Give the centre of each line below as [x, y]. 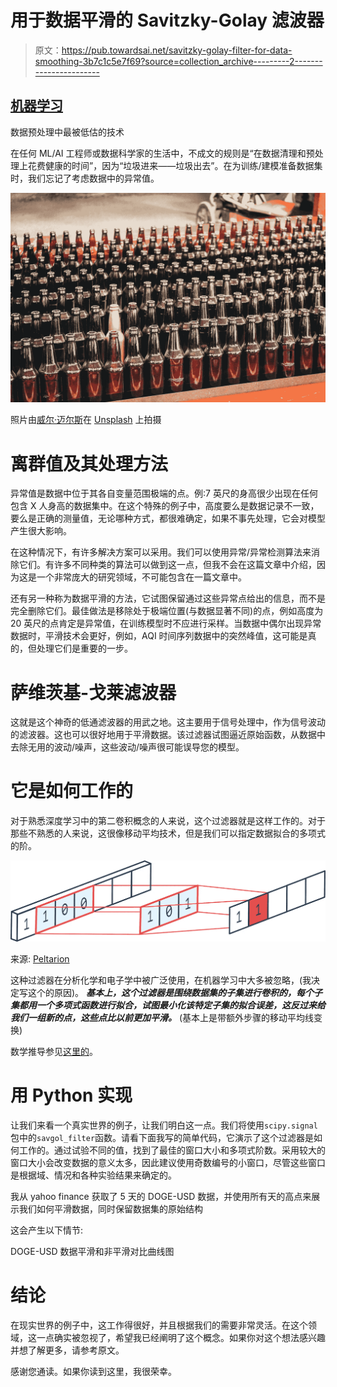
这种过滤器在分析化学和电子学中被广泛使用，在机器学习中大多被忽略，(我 [161, 980]
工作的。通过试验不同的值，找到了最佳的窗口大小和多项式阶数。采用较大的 [172, 1150]
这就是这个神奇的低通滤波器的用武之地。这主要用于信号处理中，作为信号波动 [168, 722]
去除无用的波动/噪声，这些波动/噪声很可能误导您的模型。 [127, 747]
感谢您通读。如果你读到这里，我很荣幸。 [93, 1371]
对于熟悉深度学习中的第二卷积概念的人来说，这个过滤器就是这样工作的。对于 [168, 821]
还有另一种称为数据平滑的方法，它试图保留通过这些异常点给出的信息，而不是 [168, 598]
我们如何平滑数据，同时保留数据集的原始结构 [110, 1208]
